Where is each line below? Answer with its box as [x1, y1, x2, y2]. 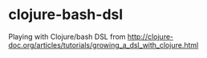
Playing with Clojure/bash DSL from [8, 32, 126, 41]
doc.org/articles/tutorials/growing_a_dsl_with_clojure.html [8, 40, 199, 49]
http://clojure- [127, 32, 174, 41]
